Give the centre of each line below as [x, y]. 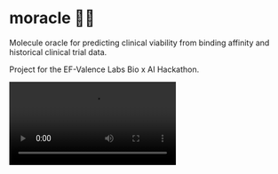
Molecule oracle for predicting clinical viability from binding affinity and [139, 43]
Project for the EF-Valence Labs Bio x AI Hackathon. [104, 69]
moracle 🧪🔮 [52, 18]
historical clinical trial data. [58, 51]
